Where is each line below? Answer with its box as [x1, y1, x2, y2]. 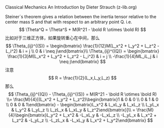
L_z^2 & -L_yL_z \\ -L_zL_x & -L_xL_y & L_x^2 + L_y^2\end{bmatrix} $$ [12, 118, 153, 123]
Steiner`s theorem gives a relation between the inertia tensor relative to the [5, 14, 157, 19]
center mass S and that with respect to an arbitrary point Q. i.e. [5, 19, 133, 25]
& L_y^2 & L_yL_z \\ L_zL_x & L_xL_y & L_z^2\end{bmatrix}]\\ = [11, 107, 136, 113]
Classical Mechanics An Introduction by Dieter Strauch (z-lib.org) [5, 4, 137, 10]
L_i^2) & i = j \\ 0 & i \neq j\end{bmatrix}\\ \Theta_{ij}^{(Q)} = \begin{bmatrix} [5, 48, 160, 54]
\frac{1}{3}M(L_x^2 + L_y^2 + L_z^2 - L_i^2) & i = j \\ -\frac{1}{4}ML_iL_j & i [7, 54, 158, 59]
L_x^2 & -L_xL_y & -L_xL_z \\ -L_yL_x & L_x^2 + [63, 112, 157, 118]
